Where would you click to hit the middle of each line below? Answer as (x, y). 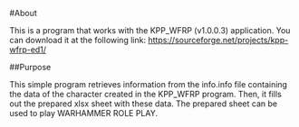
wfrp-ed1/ (28, 50)
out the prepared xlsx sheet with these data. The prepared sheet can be (144, 104)
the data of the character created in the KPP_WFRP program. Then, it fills (146, 94)
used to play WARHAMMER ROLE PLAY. (84, 113)
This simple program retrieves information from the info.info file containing (149, 84)
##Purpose (30, 67)
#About (24, 13)
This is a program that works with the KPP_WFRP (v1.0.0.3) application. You (150, 30)
